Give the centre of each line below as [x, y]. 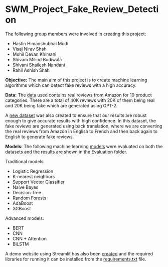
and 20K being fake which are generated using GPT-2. [61, 105]
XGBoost [22, 208]
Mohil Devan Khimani [34, 54]
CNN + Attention [29, 238]
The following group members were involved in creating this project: [76, 34]
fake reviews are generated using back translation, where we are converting [84, 126]
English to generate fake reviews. [40, 137]
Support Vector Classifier [39, 182]
